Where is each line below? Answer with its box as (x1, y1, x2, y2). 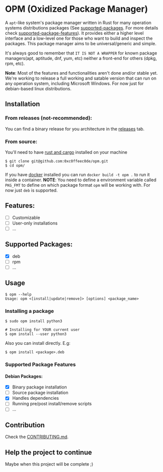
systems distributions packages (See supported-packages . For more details (5, 25, 159, 30)
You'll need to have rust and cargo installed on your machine (5, 149, 127, 155)
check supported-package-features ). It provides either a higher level (5, 30, 144, 36)
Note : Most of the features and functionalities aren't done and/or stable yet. (5, 70, 158, 76)
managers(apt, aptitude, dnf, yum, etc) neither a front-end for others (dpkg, (5, 55, 157, 61)
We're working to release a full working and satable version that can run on (5, 75, 157, 81)
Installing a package (5, 307, 54, 314)
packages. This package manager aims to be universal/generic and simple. (5, 40, 157, 46)
